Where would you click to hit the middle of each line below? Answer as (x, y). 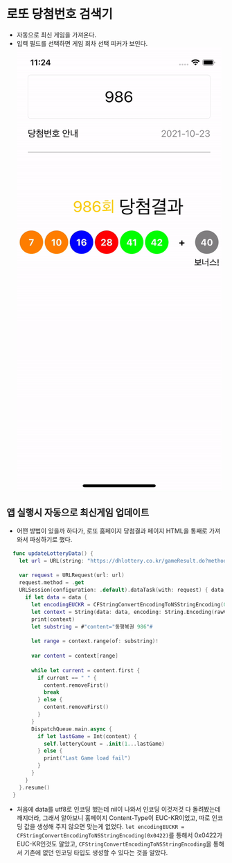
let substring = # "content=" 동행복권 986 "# (92, 626)
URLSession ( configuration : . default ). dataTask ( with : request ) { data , (123, 590)
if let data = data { (56, 597)
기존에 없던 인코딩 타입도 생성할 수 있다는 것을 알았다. (96, 852)
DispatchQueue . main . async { (72, 729)
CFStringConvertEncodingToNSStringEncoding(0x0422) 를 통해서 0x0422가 (119, 835)
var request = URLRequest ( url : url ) (72, 575)
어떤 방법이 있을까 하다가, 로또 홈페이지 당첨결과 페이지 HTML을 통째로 (112, 531)
